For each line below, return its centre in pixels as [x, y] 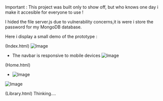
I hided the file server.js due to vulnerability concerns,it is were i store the [79, 22]
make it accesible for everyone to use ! [44, 12]
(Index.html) [17, 46]
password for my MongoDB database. [43, 27]
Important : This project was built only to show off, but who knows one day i [82, 7]
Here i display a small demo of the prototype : [51, 37]
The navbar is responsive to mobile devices [56, 55]
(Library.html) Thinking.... [31, 93]
